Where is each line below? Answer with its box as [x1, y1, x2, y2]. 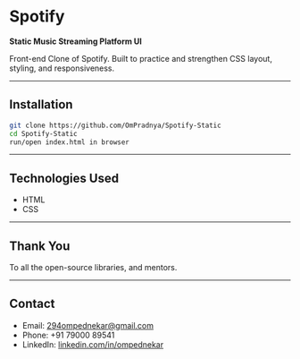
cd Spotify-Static [9, 129, 78, 138]
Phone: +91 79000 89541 [21, 329, 115, 340]
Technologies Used [9, 170, 119, 185]
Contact [9, 296, 55, 312]
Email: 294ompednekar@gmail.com [21, 320, 154, 330]
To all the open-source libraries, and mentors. [9, 262, 178, 272]
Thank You [9, 238, 71, 253]
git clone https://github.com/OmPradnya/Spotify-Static [9, 121, 221, 130]
